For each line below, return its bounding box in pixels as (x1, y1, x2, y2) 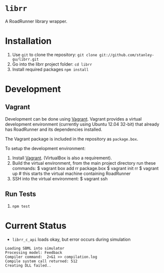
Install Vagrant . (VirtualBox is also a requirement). (12, 155, 112, 161)
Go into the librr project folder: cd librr (12, 61, 92, 67)
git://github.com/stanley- (99, 52, 154, 57)
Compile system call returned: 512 (5, 259, 78, 264)
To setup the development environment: (5, 145, 86, 151)
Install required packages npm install (12, 66, 89, 72)
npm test (12, 204, 30, 209)
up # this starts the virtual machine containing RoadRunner (12, 171, 131, 176)
